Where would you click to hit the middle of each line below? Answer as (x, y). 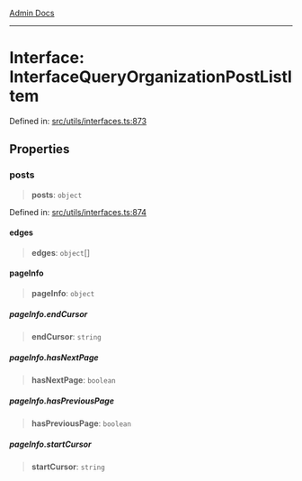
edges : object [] (61, 252)
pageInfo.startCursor (50, 444)
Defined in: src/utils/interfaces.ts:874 (78, 212)
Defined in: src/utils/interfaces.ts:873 (78, 121)
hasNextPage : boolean (74, 380)
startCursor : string (68, 467)
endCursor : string (66, 336)
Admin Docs (32, 13)
